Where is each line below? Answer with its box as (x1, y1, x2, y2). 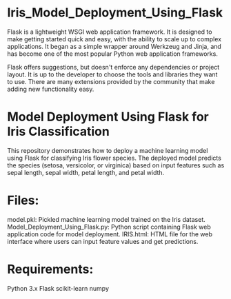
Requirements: (7, 262, 94, 277)
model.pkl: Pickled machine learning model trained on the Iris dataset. (7, 215, 205, 223)
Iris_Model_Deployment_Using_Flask (7, 5, 223, 21)
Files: (7, 193, 39, 208)
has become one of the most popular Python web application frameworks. (7, 50, 219, 58)
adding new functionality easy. (7, 85, 94, 93)
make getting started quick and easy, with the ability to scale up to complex (7, 34, 222, 43)
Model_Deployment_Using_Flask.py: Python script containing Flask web (7, 223, 212, 231)
